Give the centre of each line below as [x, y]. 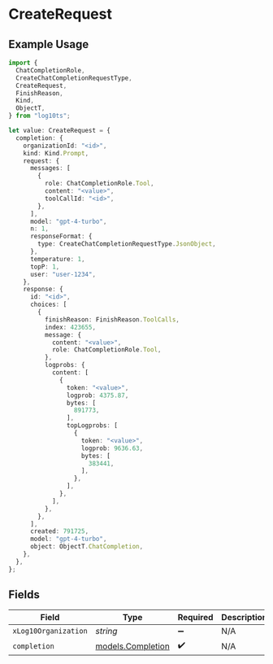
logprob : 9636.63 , [112, 448]
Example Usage [49, 44]
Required [195, 618]
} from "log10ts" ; [39, 116]
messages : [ [50, 168]
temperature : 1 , [57, 259]
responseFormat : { [61, 237]
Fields [24, 595]
